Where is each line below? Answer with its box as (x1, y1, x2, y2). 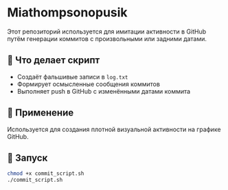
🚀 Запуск (7, 152, 48, 163)
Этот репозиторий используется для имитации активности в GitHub (7, 27, 207, 36)
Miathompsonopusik (7, 5, 128, 21)
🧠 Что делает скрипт (7, 55, 100, 66)
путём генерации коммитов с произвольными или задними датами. (7, 34, 207, 42)
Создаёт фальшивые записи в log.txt (16, 72, 128, 81)
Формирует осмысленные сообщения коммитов (16, 80, 160, 88)
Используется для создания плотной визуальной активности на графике (7, 125, 221, 133)
